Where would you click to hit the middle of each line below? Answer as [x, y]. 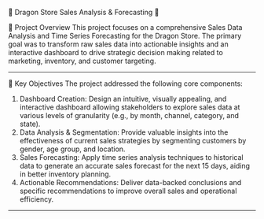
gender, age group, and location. [72, 149]
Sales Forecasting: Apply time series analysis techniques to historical [131, 157]
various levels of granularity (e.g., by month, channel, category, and [129, 115]
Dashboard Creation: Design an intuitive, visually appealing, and [123, 99]
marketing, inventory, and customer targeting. [82, 61]
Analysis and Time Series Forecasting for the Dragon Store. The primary [125, 36]
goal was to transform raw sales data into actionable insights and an [119, 44]
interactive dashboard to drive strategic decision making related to [116, 52]
